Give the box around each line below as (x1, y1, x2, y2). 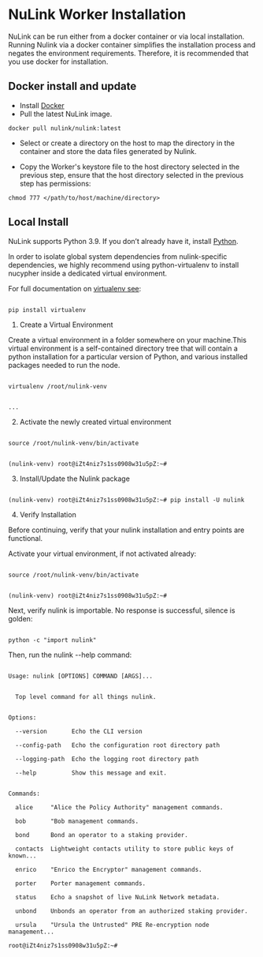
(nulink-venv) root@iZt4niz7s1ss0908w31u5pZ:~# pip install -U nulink (8, 496, 245, 504)
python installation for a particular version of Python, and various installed (8, 351, 248, 361)
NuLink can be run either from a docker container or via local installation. (8, 32, 245, 41)
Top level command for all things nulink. (15, 692, 157, 700)
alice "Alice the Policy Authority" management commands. (15, 803, 224, 811)
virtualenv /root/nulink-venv (8, 382, 108, 390)
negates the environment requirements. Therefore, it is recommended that (8, 48, 250, 58)
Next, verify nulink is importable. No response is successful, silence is (8, 606, 235, 615)
